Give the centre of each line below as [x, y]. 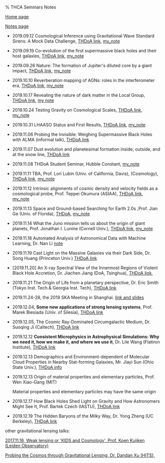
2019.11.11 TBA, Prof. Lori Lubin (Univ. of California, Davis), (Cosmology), [85, 173]
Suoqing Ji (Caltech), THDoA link [46, 327]
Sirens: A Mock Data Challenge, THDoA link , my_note [66, 41]
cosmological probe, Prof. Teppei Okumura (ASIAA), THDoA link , [78, 194]
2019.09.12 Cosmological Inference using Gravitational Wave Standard [83, 36]
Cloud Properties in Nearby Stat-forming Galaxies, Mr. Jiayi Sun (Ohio [83, 362]
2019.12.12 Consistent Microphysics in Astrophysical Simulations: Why [86, 337]
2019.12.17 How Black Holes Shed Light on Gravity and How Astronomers [86, 401]
